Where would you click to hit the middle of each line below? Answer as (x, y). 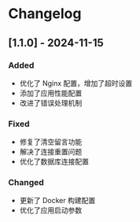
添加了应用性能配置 (51, 93)
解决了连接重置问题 (51, 152)
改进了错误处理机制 (51, 102)
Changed (26, 183)
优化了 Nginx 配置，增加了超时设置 (76, 83)
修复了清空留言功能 (51, 142)
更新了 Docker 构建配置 (57, 201)
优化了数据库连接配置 (54, 161)
